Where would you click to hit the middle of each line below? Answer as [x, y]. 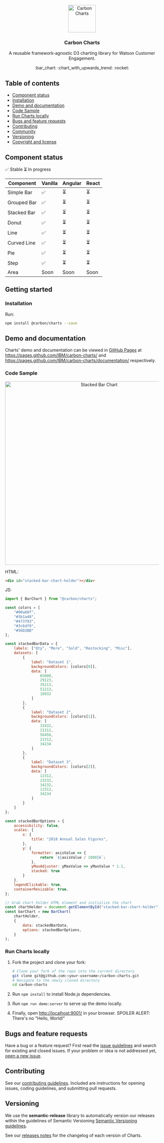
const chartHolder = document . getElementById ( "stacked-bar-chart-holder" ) [83, 907]
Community [24, 132]
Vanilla [49, 183]
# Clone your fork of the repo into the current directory [73, 971]
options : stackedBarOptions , [52, 930]
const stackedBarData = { [31, 644]
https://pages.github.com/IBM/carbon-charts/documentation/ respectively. [81, 361]
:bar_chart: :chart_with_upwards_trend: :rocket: [82, 68]
